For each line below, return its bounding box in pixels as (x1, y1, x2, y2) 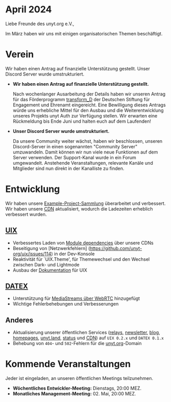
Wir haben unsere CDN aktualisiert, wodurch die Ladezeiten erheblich (5, 205, 153, 212)
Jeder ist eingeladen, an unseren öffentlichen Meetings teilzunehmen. (5, 375, 153, 381)
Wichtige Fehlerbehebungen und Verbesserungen (12, 301, 119, 307)
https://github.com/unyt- (89, 245, 142, 251)
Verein (5, 49, 34, 60)
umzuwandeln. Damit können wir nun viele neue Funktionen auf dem (12, 149, 158, 155)
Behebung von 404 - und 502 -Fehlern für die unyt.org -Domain (12, 340, 142, 347)
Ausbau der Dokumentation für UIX (12, 267, 87, 273)
